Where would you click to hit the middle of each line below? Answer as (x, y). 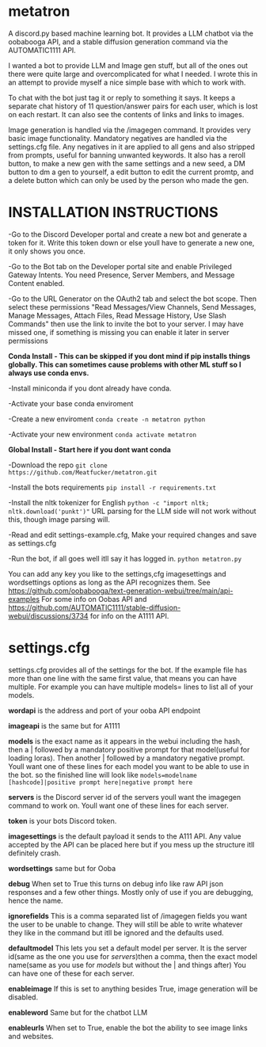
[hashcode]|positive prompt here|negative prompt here (101, 782)
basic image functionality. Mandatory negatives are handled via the (118, 138)
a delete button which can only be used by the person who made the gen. (129, 180)
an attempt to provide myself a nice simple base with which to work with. (127, 82)
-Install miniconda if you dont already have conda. (90, 388)
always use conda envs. (49, 373)
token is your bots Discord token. (63, 820)
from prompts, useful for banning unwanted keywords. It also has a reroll (127, 155)
